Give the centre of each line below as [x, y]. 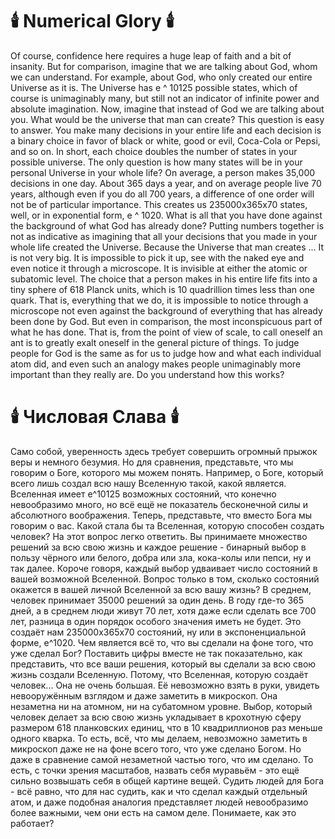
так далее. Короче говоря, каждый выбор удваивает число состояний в [164, 568]
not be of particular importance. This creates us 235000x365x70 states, [159, 204]
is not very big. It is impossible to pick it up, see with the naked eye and [157, 257]
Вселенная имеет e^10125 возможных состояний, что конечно [143, 494]
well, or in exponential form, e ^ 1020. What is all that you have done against [166, 215]
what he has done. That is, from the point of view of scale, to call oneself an [166, 332]
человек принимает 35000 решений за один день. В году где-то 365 [157, 600]
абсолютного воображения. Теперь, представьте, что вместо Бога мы [161, 515]
